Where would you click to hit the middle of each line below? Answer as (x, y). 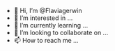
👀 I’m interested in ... (43, 18)
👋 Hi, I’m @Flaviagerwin (48, 11)
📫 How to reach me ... (46, 40)
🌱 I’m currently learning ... (51, 25)
